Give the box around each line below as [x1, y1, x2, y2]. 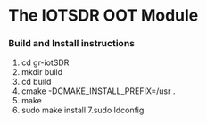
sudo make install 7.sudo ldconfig [21, 104, 145, 116]
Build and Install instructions [8, 37, 136, 50]
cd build [21, 77, 52, 87]
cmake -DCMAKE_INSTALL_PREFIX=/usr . [21, 86, 176, 96]
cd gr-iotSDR [21, 57, 70, 68]
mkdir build [21, 67, 63, 78]
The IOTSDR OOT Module [8, 5, 199, 26]
